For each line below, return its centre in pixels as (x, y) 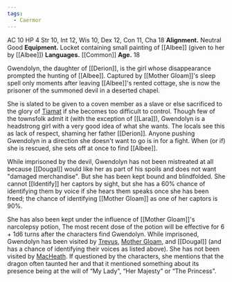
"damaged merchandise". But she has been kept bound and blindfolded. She (116, 176)
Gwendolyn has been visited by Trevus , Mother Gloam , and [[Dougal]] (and (114, 241)
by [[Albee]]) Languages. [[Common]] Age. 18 (74, 55)
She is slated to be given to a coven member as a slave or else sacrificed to (115, 103)
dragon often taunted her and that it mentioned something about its (103, 263)
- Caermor (27, 20)
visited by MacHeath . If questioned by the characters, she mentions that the (116, 256)
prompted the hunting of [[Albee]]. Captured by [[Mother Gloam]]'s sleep (111, 75)
